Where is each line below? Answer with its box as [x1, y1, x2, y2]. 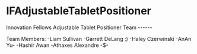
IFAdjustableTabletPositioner [6, 4, 151, 18]
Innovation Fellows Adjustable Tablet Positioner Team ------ [6, 24, 152, 31]
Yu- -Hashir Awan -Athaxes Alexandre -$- [6, 42, 109, 49]
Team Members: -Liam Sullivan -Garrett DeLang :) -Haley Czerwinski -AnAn [6, 35, 192, 42]
